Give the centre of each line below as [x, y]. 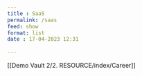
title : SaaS [26, 13]
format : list [26, 33]
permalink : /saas [32, 20]
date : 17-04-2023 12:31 [43, 39]
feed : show [23, 26]
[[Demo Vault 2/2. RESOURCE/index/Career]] [72, 65]
